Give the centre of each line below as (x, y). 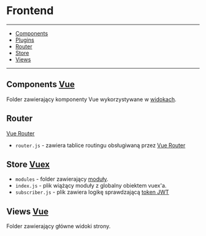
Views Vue (28, 211)
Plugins (25, 40)
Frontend (30, 11)
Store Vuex (28, 164)
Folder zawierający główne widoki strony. (59, 226)
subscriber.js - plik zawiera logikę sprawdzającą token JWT (92, 192)
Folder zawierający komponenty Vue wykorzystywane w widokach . (91, 99)
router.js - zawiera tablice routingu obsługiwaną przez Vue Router (100, 145)
